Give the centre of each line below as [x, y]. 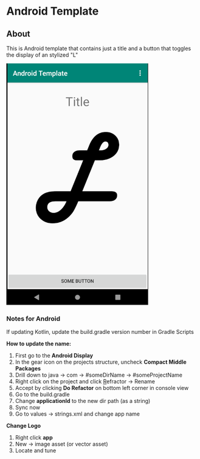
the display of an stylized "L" [42, 55]
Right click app [34, 438]
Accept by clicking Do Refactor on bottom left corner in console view [102, 388]
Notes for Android [33, 319]
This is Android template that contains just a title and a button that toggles [99, 48]
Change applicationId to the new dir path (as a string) [83, 401]
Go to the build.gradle [42, 394]
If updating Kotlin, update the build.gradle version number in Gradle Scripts [100, 332]
